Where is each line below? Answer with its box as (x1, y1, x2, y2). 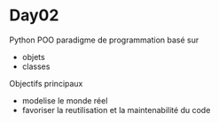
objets (21, 51, 46, 62)
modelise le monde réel (21, 95, 108, 106)
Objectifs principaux (9, 78, 83, 88)
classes (21, 61, 51, 72)
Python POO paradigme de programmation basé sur (9, 34, 199, 45)
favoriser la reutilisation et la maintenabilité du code (21, 104, 211, 115)
